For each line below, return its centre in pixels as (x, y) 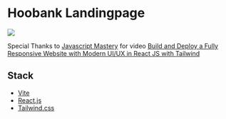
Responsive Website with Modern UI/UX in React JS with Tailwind (104, 53)
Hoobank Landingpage (76, 13)
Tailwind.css (36, 108)
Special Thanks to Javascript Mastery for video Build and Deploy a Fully (113, 46)
